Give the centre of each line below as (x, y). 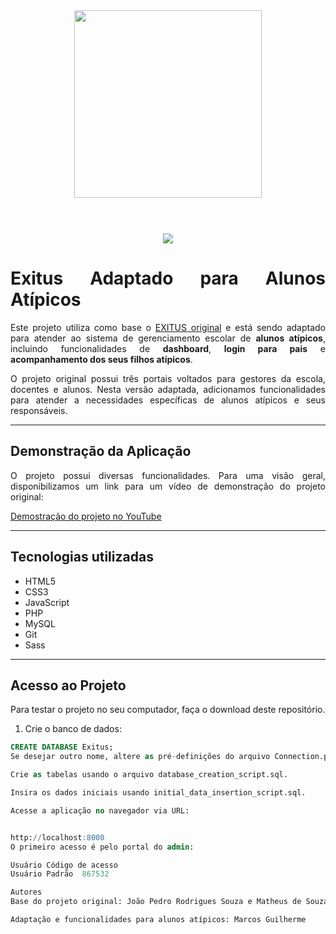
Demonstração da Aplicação (101, 451)
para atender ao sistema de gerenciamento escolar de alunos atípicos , (168, 338)
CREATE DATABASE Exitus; (62, 747)
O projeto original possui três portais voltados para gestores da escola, (168, 378)
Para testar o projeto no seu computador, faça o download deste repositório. (168, 710)
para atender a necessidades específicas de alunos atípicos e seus (168, 400)
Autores (26, 892)
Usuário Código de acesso (64, 865)
